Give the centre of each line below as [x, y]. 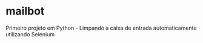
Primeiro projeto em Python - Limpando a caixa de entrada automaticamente [101, 28]
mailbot [25, 11]
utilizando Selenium [30, 34]
